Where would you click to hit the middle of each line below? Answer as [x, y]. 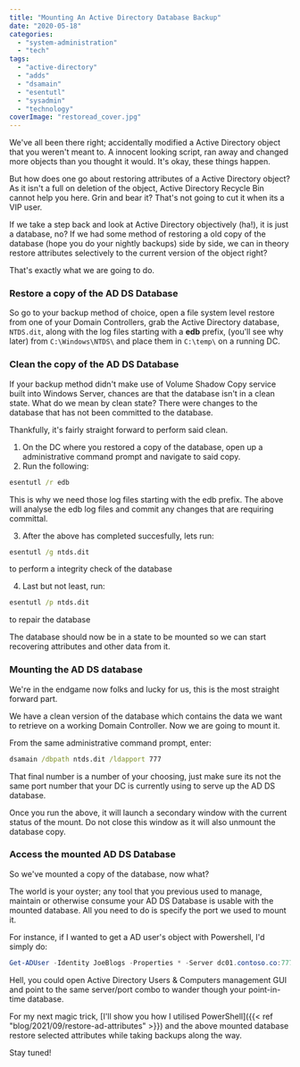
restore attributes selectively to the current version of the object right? [138, 253]
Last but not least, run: [63, 587]
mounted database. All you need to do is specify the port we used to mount [148, 910]
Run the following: [55, 466]
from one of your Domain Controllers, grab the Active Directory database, [144, 322]
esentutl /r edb [39, 482]
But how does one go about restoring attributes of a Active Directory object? [150, 179]
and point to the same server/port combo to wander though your [128, 989]
